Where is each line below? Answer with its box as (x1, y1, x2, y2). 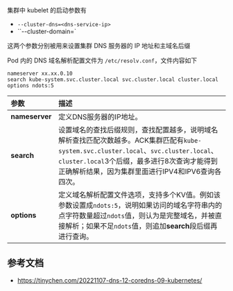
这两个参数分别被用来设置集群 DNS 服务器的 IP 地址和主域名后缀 (7, 42, 191, 50)
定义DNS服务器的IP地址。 (58, 112, 142, 121)
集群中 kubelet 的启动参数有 (7, 6, 87, 14)
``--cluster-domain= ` (17, 27, 77, 35)
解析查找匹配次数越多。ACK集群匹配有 (58, 136, 184, 145)
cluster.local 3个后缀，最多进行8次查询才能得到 (58, 157, 218, 166)
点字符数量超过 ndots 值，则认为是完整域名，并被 (58, 211, 215, 220)
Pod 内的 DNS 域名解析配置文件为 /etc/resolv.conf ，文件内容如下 (7, 56, 198, 64)
